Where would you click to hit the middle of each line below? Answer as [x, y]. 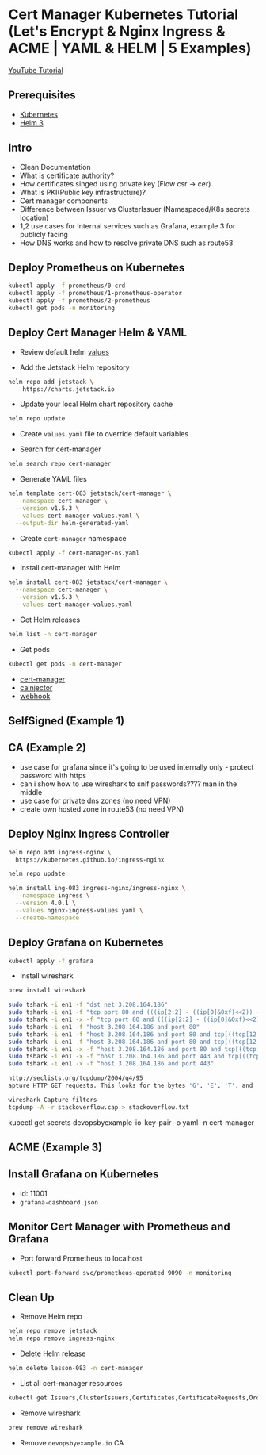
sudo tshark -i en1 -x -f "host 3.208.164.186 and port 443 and [116, 1057]
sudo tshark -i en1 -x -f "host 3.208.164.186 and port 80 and [115, 1049]
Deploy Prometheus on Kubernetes [97, 267]
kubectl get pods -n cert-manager [65, 664]
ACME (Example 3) [55, 1148]
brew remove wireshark [46, 1427]
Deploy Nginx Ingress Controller [89, 834]
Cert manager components [64, 201]
